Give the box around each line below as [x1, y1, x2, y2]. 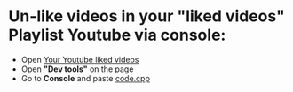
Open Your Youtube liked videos [20, 54, 139, 65]
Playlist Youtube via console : [8, 25, 226, 45]
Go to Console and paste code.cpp [20, 73, 150, 83]
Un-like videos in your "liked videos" [8, 6, 285, 27]
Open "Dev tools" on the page [20, 64, 134, 74]
